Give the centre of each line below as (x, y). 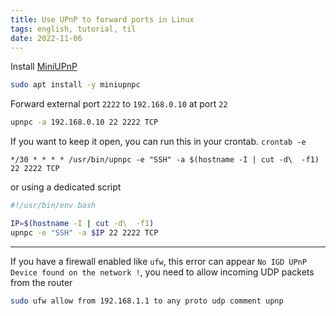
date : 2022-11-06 (46, 38)
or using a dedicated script (66, 187)
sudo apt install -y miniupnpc (75, 85)
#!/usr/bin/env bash (53, 206)
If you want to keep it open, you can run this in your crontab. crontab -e (158, 142)
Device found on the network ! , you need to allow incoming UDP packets (162, 272)
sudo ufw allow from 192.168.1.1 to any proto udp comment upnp (147, 301)
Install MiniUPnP (44, 67)
